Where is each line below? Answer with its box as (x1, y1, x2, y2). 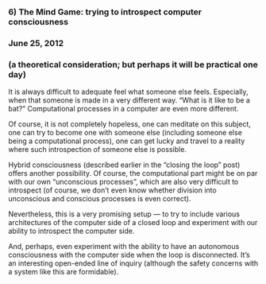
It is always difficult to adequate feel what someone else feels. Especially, (8, 87, 249, 97)
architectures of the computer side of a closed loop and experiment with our (8, 218, 258, 228)
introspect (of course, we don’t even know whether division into (8, 185, 217, 195)
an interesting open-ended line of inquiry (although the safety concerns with (8, 259, 259, 268)
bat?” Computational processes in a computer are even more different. (8, 104, 239, 114)
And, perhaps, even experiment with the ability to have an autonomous (8, 242, 240, 251)
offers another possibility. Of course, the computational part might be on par (8, 169, 258, 178)
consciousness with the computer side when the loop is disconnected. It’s (8, 250, 250, 260)
